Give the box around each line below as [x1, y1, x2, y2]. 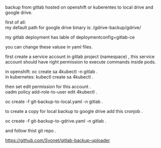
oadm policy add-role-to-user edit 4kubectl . [5, 89, 97, 94]
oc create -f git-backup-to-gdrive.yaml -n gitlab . [5, 118, 106, 124]
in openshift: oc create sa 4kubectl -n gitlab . [5, 68, 98, 74]
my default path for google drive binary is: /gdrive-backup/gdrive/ [5, 24, 141, 30]
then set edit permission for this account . [5, 83, 91, 89]
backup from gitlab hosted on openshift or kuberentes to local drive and [5, 4, 153, 10]
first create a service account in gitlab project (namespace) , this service [5, 53, 155, 59]
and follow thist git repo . [5, 127, 56, 133]
